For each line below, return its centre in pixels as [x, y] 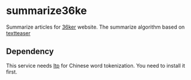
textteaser [18, 33]
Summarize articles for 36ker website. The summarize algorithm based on [95, 27]
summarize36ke [47, 11]
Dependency [30, 52]
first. [12, 72]
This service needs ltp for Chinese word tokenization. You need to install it [96, 65]
